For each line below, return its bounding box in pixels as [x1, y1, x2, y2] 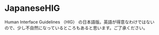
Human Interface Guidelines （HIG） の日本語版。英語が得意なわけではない [4, 19, 155, 25]
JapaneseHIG [4, 3, 60, 14]
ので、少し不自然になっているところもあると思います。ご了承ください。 [4, 25, 148, 31]
